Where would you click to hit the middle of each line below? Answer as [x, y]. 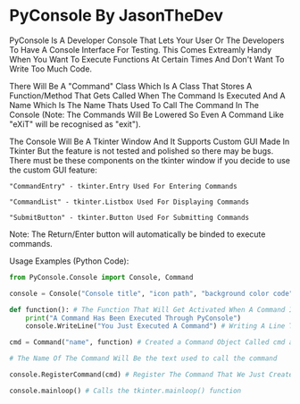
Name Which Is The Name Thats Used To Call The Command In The [134, 105]
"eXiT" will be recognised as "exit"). [75, 124]
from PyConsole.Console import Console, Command [101, 277]
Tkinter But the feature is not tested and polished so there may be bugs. [142, 151]
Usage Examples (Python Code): [69, 261]
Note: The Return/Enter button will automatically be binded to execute [137, 234]
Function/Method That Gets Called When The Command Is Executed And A [147, 96]
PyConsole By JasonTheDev [116, 16]
